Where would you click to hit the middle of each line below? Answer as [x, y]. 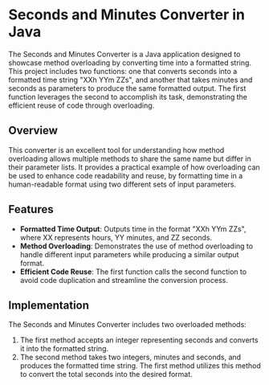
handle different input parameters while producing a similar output [129, 254]
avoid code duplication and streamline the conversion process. [124, 280]
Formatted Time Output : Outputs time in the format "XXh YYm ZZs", [133, 229]
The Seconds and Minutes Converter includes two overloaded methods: [127, 325]
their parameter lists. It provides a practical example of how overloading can [134, 167]
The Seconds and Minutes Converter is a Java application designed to [124, 54]
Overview [33, 131]
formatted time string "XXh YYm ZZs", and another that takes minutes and [130, 80]
